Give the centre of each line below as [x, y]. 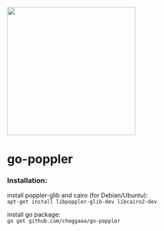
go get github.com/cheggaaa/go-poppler [64, 221]
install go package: [34, 215]
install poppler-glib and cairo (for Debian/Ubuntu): [78, 195]
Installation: [27, 180]
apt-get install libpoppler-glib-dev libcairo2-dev [82, 202]
